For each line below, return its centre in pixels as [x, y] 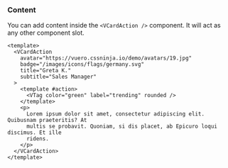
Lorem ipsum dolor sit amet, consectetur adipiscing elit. [115, 114]
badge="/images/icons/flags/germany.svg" [82, 65]
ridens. [38, 139]
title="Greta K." [46, 71]
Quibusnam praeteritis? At [47, 121]
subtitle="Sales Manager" [59, 77]
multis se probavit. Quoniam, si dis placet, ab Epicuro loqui [122, 127]
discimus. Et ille [34, 133]
